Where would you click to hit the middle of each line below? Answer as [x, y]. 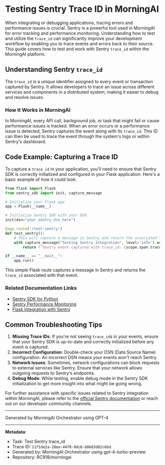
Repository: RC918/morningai [42, 457]
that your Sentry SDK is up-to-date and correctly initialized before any [83, 342]
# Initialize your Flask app [35, 202]
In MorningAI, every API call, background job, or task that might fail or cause [82, 121]
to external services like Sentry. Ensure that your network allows [77, 368]
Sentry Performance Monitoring [44, 304]
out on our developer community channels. [49, 404]
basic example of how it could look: [41, 179]
